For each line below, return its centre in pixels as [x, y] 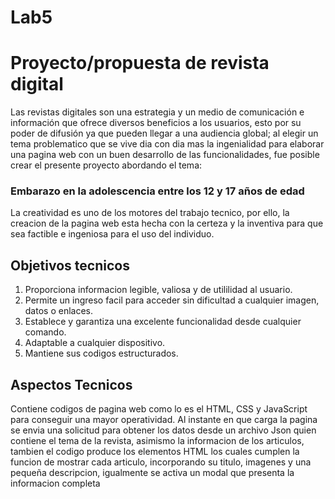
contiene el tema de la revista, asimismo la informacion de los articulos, [157, 441]
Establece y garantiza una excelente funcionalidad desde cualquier [163, 322]
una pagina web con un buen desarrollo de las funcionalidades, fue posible [165, 155]
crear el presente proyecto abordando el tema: [106, 165]
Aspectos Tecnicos [71, 384]
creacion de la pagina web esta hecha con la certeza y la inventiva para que [167, 223]
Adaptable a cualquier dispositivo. [95, 343]
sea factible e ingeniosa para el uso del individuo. [112, 234]
